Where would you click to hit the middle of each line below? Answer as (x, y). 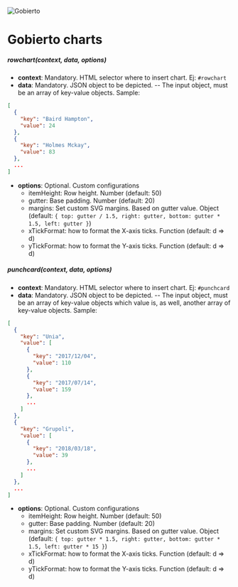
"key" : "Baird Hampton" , (57, 119)
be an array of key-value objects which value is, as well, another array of (124, 303)
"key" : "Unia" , (43, 336)
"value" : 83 (38, 152)
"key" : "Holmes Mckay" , (55, 146)
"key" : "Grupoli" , (47, 429)
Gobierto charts (55, 40)
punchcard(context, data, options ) (60, 269)
